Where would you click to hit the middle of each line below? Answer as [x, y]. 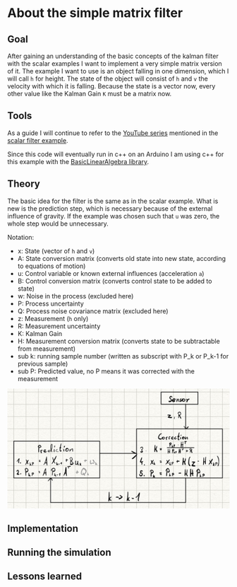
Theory [24, 184]
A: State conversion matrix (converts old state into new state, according [122, 258]
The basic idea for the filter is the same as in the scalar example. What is [113, 201]
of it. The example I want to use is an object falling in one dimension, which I [118, 71]
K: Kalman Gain [40, 333]
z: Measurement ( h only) [53, 318]
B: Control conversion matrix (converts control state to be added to [115, 281]
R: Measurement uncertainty [59, 326]
